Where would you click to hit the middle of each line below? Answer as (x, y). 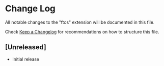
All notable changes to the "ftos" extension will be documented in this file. (80, 22)
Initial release (26, 59)
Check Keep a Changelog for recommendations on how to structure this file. (82, 32)
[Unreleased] (26, 47)
